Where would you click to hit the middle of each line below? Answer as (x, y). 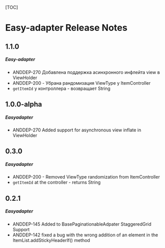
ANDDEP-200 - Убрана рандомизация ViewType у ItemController (81, 83)
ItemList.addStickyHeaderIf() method (51, 240)
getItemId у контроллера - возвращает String (61, 88)
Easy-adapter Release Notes (66, 28)
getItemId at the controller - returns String (57, 183)
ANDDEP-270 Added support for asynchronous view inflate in (77, 130)
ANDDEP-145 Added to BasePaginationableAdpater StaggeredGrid (82, 224)
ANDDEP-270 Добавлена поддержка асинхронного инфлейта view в (86, 72)
